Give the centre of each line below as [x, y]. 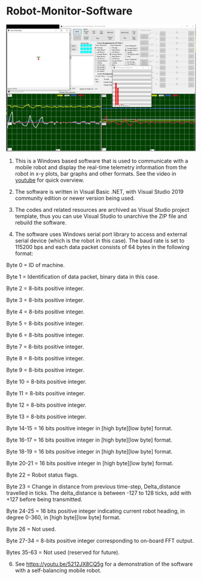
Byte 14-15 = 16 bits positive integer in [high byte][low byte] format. [90, 428]
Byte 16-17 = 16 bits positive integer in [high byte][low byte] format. [89, 440]
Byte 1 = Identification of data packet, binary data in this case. [83, 277]
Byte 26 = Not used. [31, 529]
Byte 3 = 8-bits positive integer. [45, 300]
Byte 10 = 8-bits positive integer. [47, 382]
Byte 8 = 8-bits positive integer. [45, 359]
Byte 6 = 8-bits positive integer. [45, 335]
